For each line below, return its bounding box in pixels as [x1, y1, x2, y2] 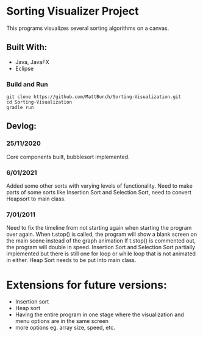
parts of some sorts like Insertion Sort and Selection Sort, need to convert [6, 189, 192, 196]
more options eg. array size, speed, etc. [15, 324, 116, 332]
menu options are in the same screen [15, 317, 109, 325]
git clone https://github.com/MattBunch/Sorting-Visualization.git [6, 94, 182, 100]
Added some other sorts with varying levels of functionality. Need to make [6, 182, 193, 190]
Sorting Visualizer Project [6, 4, 139, 18]
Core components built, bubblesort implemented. [6, 153, 130, 160]
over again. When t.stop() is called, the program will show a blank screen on [6, 230, 198, 238]
